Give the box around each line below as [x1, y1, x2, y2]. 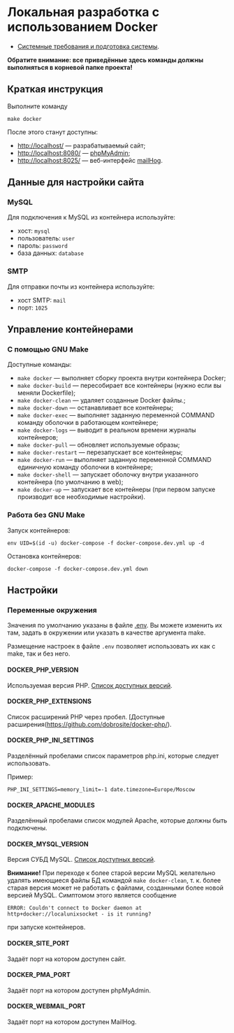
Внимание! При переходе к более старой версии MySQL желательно [7, 869, 216, 877]
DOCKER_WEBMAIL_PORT [7, 1002, 86, 1011]
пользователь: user [17, 234, 75, 243]
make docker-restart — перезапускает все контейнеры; [17, 448, 183, 456]
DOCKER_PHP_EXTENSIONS [7, 697, 92, 706]
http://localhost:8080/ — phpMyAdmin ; [17, 148, 131, 157]
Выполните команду [7, 102, 68, 110]
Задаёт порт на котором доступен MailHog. [7, 1018, 137, 1026]
